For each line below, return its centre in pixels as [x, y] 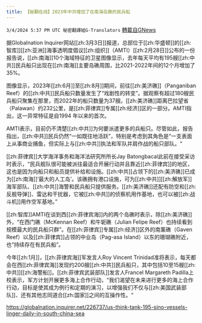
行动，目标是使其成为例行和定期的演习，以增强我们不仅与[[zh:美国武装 [94, 287]
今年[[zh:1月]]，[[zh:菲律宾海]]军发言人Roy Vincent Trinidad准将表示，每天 [99, 257]
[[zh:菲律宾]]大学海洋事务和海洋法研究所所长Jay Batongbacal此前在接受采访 [101, 156]
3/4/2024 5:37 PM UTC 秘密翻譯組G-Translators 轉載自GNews [81, 30]
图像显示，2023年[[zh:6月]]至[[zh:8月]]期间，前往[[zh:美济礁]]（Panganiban [101, 86]
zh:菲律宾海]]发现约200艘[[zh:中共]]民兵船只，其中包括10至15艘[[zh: [111, 265]
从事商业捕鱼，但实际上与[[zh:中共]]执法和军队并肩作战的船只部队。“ [97, 143]
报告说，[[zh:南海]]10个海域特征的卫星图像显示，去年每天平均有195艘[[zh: [98, 57]
